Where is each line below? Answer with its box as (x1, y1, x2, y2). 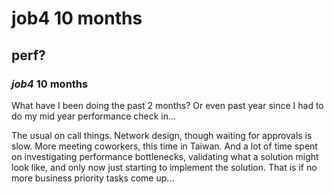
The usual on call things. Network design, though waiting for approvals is (11, 129, 313, 141)
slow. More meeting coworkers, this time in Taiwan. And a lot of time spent (11, 140, 318, 152)
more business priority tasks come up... (11, 172, 175, 184)
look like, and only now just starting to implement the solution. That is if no (11, 161, 318, 173)
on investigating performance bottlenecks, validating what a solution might (11, 150, 319, 162)
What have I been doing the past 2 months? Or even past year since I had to (11, 99, 324, 111)
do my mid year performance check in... (11, 110, 177, 122)
